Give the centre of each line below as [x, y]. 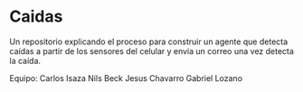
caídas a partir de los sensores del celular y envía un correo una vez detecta [151, 51]
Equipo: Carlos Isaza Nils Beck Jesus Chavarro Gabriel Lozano [126, 78]
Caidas [36, 17]
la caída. [25, 60]
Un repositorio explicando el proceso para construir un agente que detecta [149, 41]
